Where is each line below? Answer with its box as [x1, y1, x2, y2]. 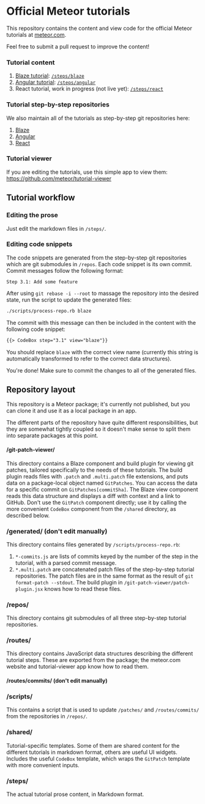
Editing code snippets [6, 240, 73, 248]
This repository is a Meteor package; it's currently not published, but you [6, 401, 190, 408]
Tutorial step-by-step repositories [6, 100, 110, 109]
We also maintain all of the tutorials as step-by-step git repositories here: [6, 114, 190, 122]
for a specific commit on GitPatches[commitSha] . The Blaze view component [6, 485, 198, 493]
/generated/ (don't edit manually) [6, 527, 108, 535]
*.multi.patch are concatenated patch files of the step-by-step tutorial [15, 565, 195, 573]
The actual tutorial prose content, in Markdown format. [6, 791, 144, 798]
